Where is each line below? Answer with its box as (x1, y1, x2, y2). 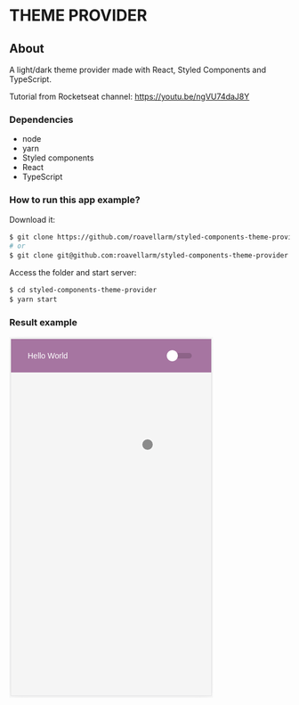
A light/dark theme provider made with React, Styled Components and (9, 64, 267, 75)
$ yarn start (9, 295, 58, 304)
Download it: (9, 214, 56, 225)
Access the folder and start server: (9, 267, 137, 278)
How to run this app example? (9, 193, 141, 206)
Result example (9, 316, 77, 328)
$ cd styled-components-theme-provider (9, 286, 158, 295)
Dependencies (9, 113, 74, 126)
